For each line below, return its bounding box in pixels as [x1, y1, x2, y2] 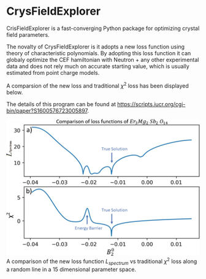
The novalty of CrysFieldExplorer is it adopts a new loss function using [6, 43, 185, 50]
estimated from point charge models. [6, 69, 100, 76]
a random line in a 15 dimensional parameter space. [6, 266, 137, 273]
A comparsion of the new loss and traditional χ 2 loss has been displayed [6, 81, 189, 90]
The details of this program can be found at [6, 100, 116, 108]
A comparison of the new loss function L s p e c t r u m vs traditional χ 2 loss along [6, 256, 197, 266]
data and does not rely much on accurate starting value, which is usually [6, 63, 189, 70]
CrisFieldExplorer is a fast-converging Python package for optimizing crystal [6, 25, 200, 32]
